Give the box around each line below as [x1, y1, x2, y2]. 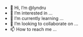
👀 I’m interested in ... [10, 10, 53, 16]
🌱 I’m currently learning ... [10, 15, 64, 21]
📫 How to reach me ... [10, 26, 57, 32]
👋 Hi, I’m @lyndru [10, 5, 46, 10]
